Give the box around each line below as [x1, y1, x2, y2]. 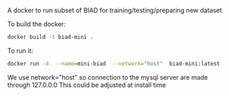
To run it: [7, 46, 34, 55]
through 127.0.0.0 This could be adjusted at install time [7, 80, 167, 89]
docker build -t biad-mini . [7, 33, 94, 41]
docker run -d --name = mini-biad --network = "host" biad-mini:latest [7, 60, 220, 67]
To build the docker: [7, 20, 66, 28]
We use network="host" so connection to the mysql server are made [7, 73, 208, 81]
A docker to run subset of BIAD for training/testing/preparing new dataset [7, 6, 222, 14]
